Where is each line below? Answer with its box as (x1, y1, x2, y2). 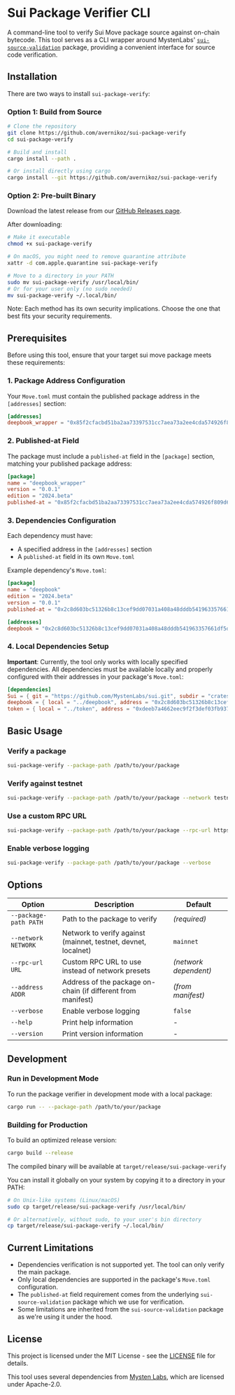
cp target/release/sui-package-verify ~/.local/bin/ (7, 1222, 164, 1229)
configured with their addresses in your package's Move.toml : (7, 672, 184, 681)
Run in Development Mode (7, 1074, 99, 1084)
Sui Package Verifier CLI (7, 5, 151, 21)
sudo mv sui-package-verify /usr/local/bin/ (7, 278, 139, 285)
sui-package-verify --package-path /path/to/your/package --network (7, 795, 211, 802)
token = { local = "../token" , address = (7, 706, 130, 713)
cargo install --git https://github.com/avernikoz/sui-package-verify (7, 174, 218, 182)
